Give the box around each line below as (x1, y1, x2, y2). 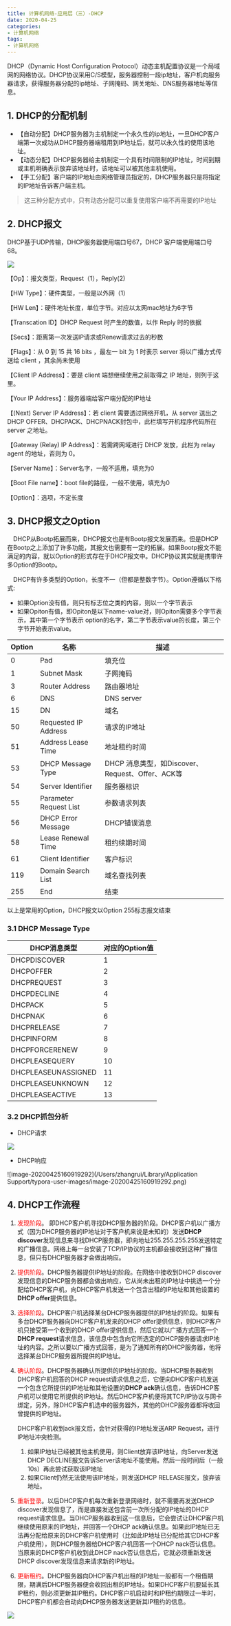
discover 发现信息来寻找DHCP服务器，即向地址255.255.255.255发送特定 (16, 1236, 223, 1244)
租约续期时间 (104, 838, 146, 848)
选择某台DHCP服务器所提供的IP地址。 (16, 1351, 125, 1360)
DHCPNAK (10, 1011, 45, 1021)
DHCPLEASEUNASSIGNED (10, 1067, 97, 1077)
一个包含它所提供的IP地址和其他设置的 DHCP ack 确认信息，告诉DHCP (16, 1383, 214, 1391)
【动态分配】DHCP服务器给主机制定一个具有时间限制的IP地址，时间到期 (16, 155, 221, 164)
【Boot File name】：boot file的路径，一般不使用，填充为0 (7, 478, 170, 487)
